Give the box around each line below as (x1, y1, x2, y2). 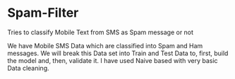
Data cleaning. (7, 64, 49, 72)
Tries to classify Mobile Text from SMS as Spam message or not (7, 28, 194, 36)
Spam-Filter (7, 5, 79, 21)
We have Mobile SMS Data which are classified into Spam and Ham (7, 41, 203, 50)
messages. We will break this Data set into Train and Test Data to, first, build (7, 49, 229, 57)
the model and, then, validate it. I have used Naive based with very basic (7, 56, 218, 64)
